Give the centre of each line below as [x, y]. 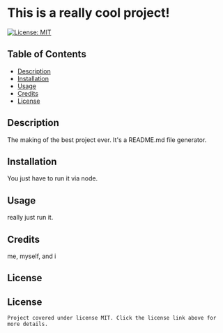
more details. [28, 324]
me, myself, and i [32, 256]
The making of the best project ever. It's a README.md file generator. [107, 140]
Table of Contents [47, 54]
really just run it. [30, 218]
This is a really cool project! [89, 13]
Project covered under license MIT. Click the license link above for [112, 318]
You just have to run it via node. [53, 178]
